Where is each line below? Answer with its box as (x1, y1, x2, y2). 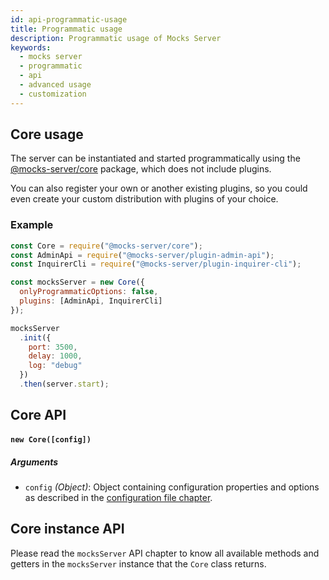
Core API (10, 407, 67, 424)
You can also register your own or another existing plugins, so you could (10, 182, 308, 195)
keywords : (10, 42, 52, 53)
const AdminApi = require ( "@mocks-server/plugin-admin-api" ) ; (10, 250, 275, 260)
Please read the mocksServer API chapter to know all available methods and (10, 547, 320, 559)
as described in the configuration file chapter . (24, 491, 213, 503)
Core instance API (10, 521, 125, 538)
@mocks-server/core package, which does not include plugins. (10, 163, 272, 175)
